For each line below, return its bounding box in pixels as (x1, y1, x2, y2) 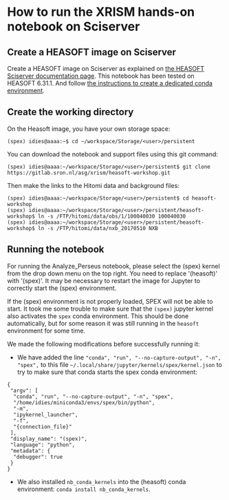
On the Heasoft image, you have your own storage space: (7, 125, 171, 133)
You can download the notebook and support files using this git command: (7, 149, 219, 158)
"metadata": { (10, 447, 51, 455)
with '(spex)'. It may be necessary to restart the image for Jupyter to (7, 276, 201, 284)
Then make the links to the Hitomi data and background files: (7, 181, 180, 189)
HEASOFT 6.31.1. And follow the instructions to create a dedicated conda (7, 79, 213, 87)
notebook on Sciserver (7, 19, 140, 34)
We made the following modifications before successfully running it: (7, 340, 200, 348)
